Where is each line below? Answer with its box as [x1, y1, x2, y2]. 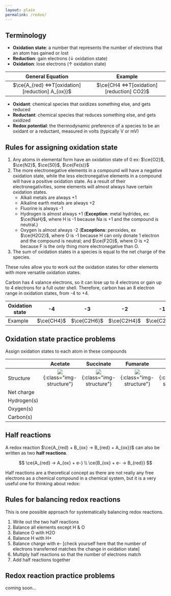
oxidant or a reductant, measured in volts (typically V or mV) [12, 128, 139, 134]
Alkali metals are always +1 [20, 194, 77, 201]
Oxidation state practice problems [5, 335, 116, 343]
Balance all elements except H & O [12, 524, 85, 530]
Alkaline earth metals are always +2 [20, 200, 95, 206]
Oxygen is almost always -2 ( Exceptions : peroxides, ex [20, 227, 136, 233]
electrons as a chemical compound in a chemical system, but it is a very [5, 475, 156, 481]
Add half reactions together [12, 557, 71, 563]
